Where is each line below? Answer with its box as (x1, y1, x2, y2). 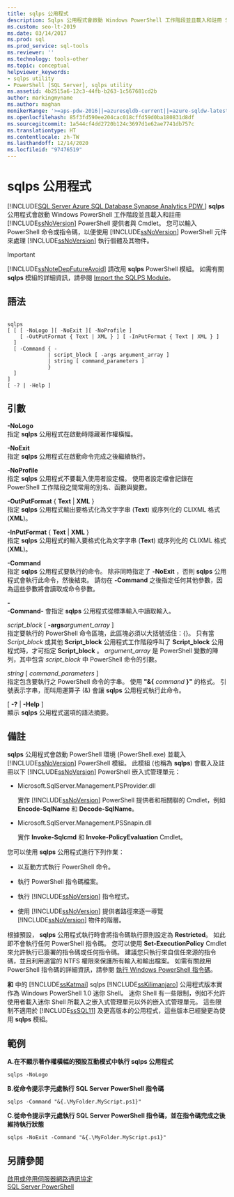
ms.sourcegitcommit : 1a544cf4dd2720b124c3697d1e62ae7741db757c (7, 120, 195, 128)
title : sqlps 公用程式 (7, 10, 69, 17)
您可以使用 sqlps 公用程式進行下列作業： (7, 848, 125, 856)
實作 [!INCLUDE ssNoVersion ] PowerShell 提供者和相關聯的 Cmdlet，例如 (17, 796, 226, 805)
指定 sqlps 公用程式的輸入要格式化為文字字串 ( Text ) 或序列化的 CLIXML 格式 (7, 536, 226, 544)
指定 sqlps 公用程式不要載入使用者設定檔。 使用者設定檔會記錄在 (7, 474, 194, 482)
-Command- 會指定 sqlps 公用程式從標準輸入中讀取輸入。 (7, 607, 175, 615)
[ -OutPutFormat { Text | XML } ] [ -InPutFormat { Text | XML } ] (19, 333, 219, 340)
